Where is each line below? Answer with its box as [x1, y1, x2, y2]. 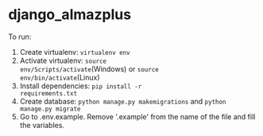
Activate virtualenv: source [19, 56, 107, 65]
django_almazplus [8, 6, 132, 24]
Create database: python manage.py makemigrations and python [19, 96, 226, 106]
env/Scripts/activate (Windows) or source [19, 64, 159, 73]
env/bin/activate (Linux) [19, 72, 101, 82]
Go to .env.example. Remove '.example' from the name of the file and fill [19, 111, 256, 121]
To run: [8, 32, 32, 41]
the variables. [19, 120, 65, 130]
